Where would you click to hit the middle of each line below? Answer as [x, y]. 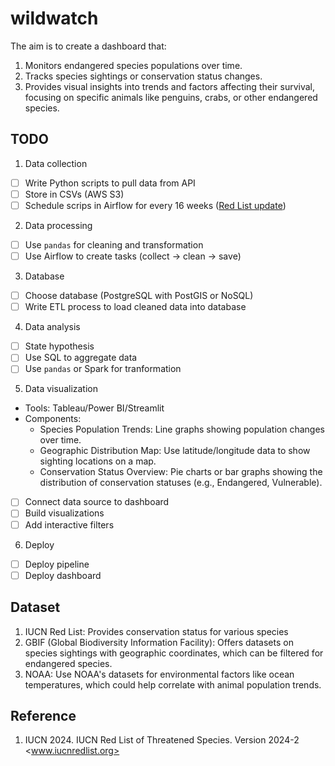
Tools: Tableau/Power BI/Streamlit [94, 408]
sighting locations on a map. [98, 461]
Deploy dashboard [63, 575]
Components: [53, 419]
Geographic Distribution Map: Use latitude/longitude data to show [175, 451]
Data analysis [52, 327]
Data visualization [61, 389]
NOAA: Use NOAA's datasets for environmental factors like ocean [159, 674]
